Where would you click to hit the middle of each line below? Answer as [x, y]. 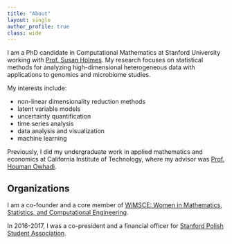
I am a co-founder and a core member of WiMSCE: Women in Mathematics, [115, 205]
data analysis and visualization [61, 131]
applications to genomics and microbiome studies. [79, 75]
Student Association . [37, 234]
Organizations [38, 188]
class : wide [24, 33]
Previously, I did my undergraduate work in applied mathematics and [105, 152]
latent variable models [49, 109]
